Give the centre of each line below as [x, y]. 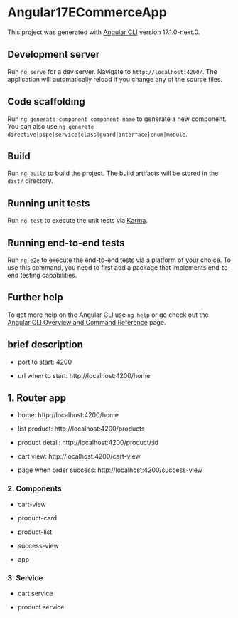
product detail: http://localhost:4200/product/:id [88, 443]
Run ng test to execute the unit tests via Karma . [77, 221]
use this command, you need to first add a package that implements [107, 267]
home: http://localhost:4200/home [68, 415]
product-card [37, 518]
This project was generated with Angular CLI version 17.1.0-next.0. [104, 32]
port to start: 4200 [45, 362]
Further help [36, 297]
